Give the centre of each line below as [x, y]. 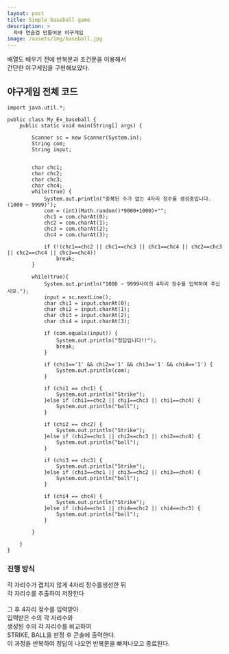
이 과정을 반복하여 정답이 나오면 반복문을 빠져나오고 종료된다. [88, 644]
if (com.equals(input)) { [81, 333]
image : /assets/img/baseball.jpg [55, 39]
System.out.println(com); [93, 370]
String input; [52, 149]
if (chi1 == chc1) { [73, 388]
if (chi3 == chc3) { [73, 460]
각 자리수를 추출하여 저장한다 [46, 594]
